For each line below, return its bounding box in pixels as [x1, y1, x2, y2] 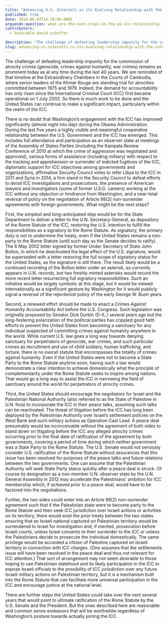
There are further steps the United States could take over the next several [5, 591, 157, 598]
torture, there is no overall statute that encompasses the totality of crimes [5, 349, 156, 355]
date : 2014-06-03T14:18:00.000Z [5, 17, 72, 22]
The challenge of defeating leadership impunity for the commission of [5, 58, 149, 64]
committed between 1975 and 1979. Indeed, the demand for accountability [5, 85, 158, 91]
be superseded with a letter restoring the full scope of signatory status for [5, 254, 157, 260]
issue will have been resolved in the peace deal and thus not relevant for [5, 550, 154, 556]
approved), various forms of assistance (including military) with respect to [5, 153, 157, 159]
